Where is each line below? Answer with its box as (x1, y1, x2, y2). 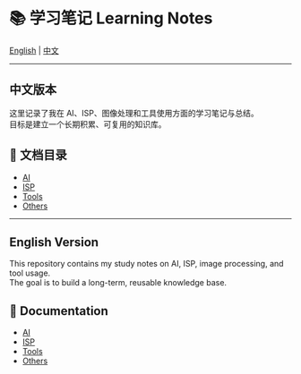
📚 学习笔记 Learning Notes (9, 8, 213, 29)
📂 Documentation (9, 303, 109, 319)
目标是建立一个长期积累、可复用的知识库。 (9, 118, 167, 130)
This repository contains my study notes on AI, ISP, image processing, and (9, 259, 284, 269)
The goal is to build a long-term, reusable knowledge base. (9, 277, 227, 288)
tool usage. (9, 268, 51, 278)
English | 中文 (9, 45, 60, 55)
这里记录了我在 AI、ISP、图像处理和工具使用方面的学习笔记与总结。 (9, 107, 260, 118)
